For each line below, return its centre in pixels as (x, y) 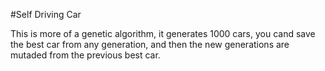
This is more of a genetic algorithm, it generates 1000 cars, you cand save (163, 33)
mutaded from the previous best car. (85, 55)
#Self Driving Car (46, 14)
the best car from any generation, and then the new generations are (150, 44)
